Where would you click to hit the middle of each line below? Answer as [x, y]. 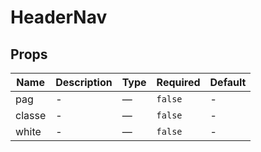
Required [178, 82]
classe [31, 115]
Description [84, 82]
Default [228, 82]
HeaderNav [59, 17]
